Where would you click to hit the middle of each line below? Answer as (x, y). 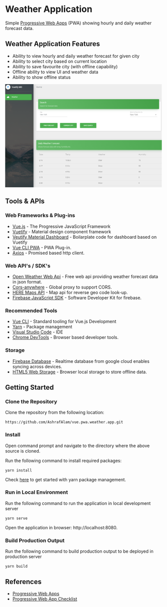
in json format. (27, 282)
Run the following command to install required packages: (63, 460)
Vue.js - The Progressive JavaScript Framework (61, 226)
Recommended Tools (31, 310)
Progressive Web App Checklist (45, 599)
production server (24, 557)
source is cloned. (23, 451)
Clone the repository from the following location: (55, 413)
